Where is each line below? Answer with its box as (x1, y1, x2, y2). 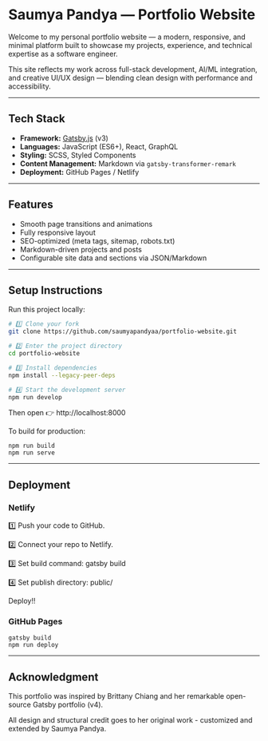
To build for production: (8, 426, 86, 436)
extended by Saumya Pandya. (8, 724, 107, 734)
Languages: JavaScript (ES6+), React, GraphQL (19, 141, 179, 151)
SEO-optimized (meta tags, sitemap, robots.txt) (19, 236, 175, 245)
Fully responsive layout (19, 228, 96, 237)
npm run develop (8, 393, 62, 401)
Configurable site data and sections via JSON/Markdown (19, 253, 207, 263)
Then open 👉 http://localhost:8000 (8, 408, 126, 418)
